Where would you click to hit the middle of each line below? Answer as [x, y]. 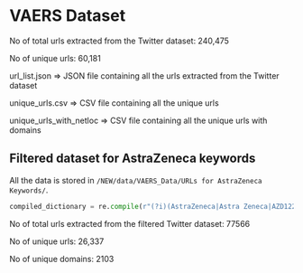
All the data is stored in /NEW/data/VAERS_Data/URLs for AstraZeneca [136, 180]
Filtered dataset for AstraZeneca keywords [133, 159]
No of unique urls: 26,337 [57, 241]
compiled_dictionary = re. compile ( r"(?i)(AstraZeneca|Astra [125, 206]
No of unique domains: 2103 [62, 259]
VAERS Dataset [68, 16]
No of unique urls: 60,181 [55, 58]
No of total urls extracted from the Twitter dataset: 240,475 [119, 41]
